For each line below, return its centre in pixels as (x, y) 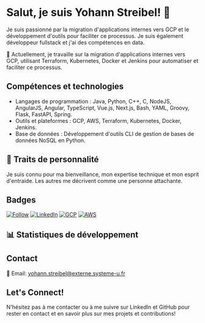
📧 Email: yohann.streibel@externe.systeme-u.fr (66, 273)
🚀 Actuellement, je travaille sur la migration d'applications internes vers (96, 54)
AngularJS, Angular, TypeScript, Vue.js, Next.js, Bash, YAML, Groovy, (102, 108)
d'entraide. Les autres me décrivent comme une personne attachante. (94, 180)
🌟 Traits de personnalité (53, 159)
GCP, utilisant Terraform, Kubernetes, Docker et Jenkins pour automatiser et (102, 61)
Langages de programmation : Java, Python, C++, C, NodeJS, (93, 101)
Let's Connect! (35, 292)
